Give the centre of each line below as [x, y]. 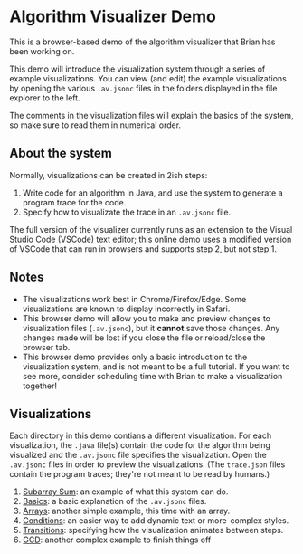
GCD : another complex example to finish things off [117, 540]
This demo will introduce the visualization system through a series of [137, 69]
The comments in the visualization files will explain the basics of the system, [151, 115]
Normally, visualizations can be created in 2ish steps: [109, 175]
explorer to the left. [45, 98]
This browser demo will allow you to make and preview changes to [147, 318]
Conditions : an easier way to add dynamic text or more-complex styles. [156, 521]
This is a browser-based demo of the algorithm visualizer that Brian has [142, 42]
